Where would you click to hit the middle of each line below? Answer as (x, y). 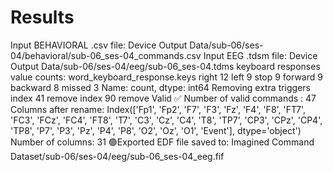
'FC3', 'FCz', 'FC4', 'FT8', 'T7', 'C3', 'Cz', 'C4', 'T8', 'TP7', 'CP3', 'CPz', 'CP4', (166, 120)
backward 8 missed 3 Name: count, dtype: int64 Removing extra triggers (161, 87)
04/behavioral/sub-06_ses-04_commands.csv (106, 55)
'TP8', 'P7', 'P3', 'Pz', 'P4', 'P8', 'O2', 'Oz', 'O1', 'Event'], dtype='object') (156, 130)
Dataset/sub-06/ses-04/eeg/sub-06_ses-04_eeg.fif (117, 156)
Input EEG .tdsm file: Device (260, 55)
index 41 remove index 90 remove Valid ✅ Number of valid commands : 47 (163, 98)
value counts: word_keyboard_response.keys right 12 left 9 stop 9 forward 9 (166, 77)
